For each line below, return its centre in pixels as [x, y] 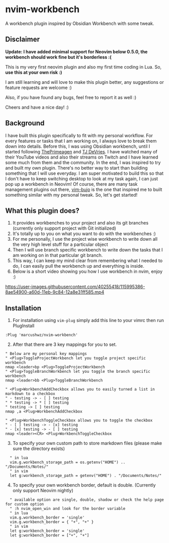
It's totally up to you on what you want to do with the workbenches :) [84, 234]
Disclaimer [23, 39]
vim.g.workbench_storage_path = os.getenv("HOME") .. [68, 462]
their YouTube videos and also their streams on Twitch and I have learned [82, 157]
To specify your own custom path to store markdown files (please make [87, 443]
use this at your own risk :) [34, 72]
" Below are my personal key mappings [46, 354]
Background [25, 123]
